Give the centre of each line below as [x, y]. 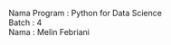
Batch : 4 [25, 22]
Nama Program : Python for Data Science [85, 13]
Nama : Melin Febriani [49, 32]
